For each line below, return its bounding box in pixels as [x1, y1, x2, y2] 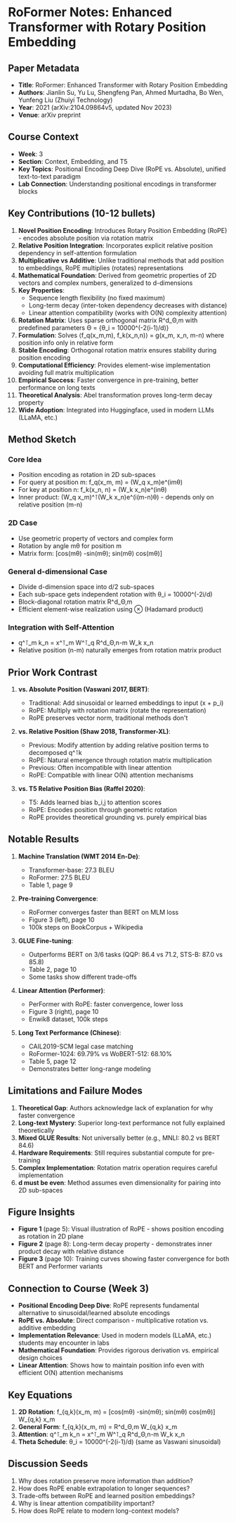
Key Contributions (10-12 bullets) [8, 208, 156, 220]
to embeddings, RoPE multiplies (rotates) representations [18, 263, 184, 272]
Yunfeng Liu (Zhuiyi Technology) [18, 96, 113, 104]
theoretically [18, 1126, 55, 1134]
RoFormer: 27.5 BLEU [28, 873, 91, 882]
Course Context [8, 131, 79, 143]
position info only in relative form [18, 338, 114, 347]
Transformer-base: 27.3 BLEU [28, 865, 114, 874]
